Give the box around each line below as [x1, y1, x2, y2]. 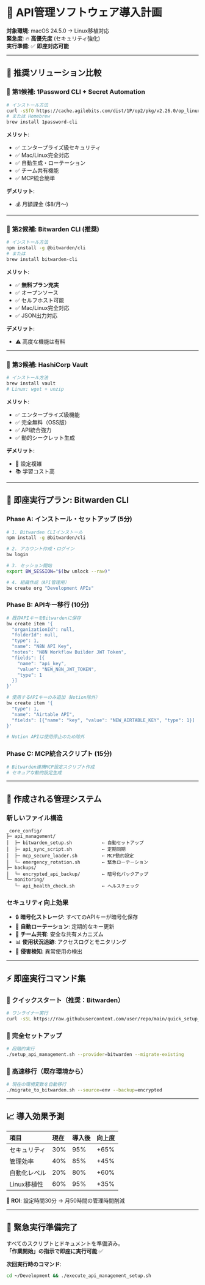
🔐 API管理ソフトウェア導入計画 [6, 6, 162, 20]
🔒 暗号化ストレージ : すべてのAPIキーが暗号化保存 [15, 913, 138, 921]
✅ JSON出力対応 [15, 312, 58, 319]
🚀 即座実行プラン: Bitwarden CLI [6, 495, 129, 505]
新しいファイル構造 [6, 813, 63, 822]
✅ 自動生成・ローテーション [15, 159, 86, 167]
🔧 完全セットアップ [6, 1031, 62, 1040]
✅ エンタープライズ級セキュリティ [15, 144, 101, 151]
